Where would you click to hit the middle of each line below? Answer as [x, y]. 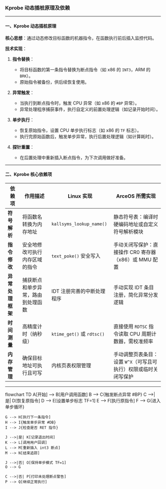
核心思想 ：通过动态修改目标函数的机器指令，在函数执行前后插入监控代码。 [81, 38]
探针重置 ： [23, 147]
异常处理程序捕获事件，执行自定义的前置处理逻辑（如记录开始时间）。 [90, 109]
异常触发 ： [23, 92]
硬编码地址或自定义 [136, 224]
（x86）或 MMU [132, 260]
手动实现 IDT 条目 [134, 287]
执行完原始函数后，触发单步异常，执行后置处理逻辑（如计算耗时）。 [88, 136]
